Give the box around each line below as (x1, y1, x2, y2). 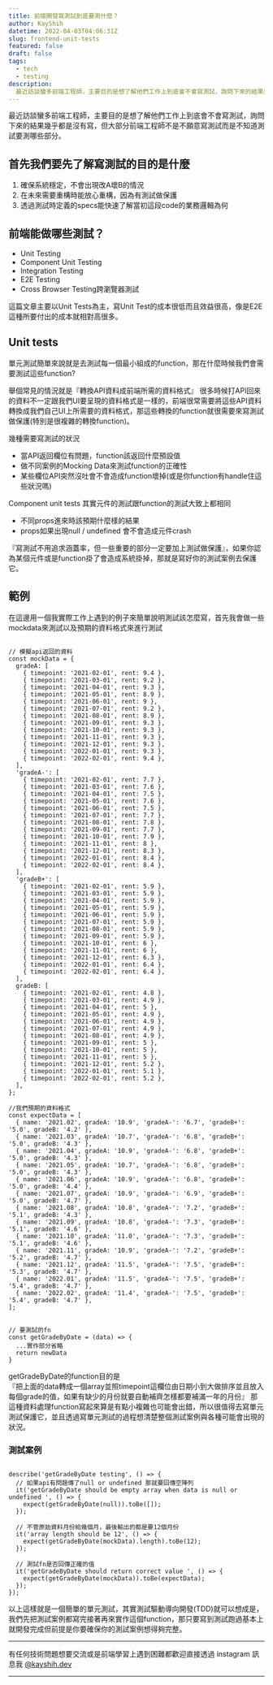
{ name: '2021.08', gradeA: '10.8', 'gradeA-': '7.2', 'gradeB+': (15, 1203, 245, 1211)
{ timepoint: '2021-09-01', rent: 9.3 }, (23, 718, 165, 727)
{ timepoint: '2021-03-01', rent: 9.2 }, (23, 676, 165, 684)
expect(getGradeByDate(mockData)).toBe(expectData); (23, 1574, 206, 1583)
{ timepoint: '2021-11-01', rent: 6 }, (23, 946, 158, 955)
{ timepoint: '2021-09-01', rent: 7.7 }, (23, 825, 165, 834)
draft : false (8, 50, 53, 58)
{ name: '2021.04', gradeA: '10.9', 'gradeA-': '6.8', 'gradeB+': (15, 1146, 245, 1154)
